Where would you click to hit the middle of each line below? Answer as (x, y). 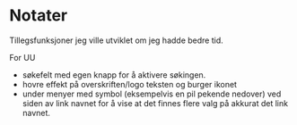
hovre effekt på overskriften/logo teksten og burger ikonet (130, 84)
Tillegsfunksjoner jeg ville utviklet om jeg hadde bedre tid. (117, 40)
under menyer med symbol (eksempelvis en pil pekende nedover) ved (152, 94)
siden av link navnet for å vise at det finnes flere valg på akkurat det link (155, 103)
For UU (22, 57)
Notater (39, 16)
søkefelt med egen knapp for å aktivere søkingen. (114, 75)
